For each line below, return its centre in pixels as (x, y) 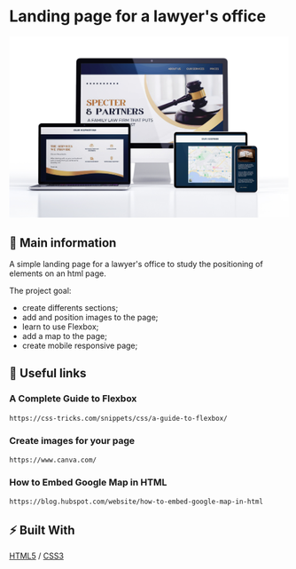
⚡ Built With (42, 530)
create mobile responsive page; (80, 346)
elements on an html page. (58, 273)
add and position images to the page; (90, 318)
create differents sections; (70, 308)
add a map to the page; (65, 336)
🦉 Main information (63, 243)
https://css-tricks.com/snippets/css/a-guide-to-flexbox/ (118, 418)
